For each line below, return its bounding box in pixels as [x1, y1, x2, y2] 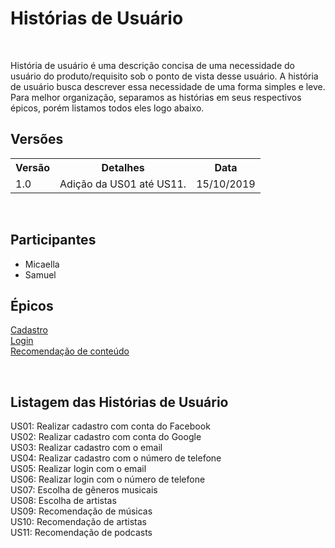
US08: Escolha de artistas [10, 495, 117, 507]
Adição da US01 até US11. [59, 177, 187, 191]
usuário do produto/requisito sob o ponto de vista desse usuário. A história [10, 70, 319, 82]
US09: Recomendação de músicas [10, 505, 153, 517]
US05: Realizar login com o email [10, 463, 147, 475]
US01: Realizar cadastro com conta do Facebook [10, 420, 211, 432]
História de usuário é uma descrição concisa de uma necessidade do [10, 59, 296, 71]
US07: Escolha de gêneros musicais [10, 484, 158, 496]
